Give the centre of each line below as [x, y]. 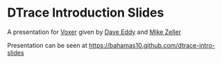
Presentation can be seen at [48, 45]
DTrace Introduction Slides [86, 13]
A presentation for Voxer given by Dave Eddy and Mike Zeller [94, 32]
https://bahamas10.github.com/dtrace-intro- [152, 45]
